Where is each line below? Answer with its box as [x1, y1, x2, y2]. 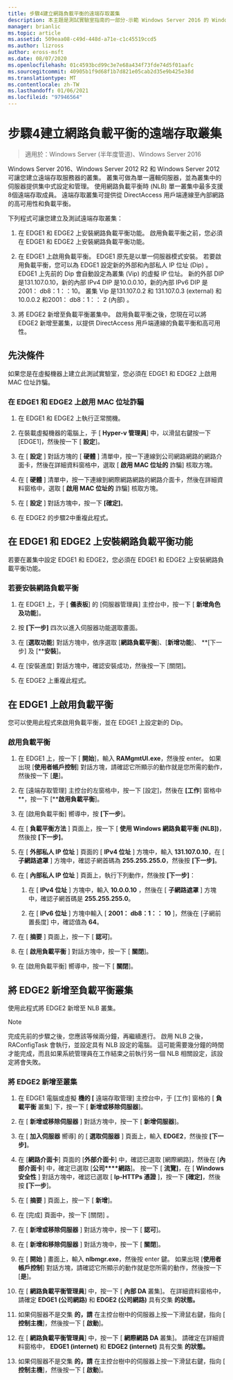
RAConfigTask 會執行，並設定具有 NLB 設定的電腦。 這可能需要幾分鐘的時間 [8, 1041, 224, 1049]
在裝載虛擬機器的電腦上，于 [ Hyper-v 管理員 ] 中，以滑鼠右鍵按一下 [17, 429, 212, 437]
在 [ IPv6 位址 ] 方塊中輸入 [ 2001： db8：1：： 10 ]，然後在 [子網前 [28, 909, 222, 917]
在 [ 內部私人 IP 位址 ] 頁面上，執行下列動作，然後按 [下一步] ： [17, 871, 196, 879]
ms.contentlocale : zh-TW [8, 81, 80, 88]
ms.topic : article [8, 29, 61, 37]
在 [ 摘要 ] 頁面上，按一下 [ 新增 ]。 [17, 1196, 116, 1205]
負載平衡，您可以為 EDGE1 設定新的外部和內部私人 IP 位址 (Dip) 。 [24, 260, 212, 269]
